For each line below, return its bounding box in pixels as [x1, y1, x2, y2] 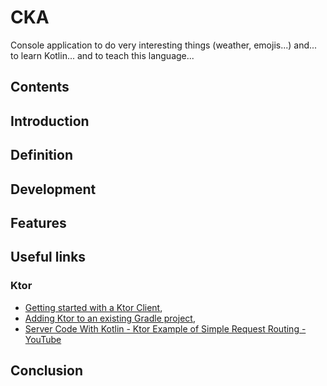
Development [10, 181, 97, 198]
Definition [10, 147, 73, 164]
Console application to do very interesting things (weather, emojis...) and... [10, 39, 318, 51]
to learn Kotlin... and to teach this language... [10, 49, 195, 61]
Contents [10, 79, 70, 96]
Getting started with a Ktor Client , [24, 301, 163, 313]
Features [10, 214, 67, 231]
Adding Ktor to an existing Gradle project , [24, 312, 196, 324]
